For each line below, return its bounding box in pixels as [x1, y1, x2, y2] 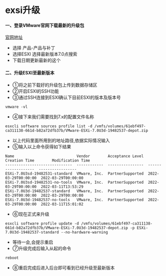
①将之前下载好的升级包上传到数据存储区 [12, 82, 98, 88]
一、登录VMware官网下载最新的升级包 [5, 22, 85, 28]
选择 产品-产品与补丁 [12, 45, 56, 51]
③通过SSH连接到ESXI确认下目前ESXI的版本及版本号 [12, 94, 121, 100]
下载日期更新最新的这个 [12, 57, 61, 63]
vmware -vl [5, 104, 28, 109]
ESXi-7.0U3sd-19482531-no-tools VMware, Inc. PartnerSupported [5, 180, 144, 185]
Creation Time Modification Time [5, 158, 91, 163]
